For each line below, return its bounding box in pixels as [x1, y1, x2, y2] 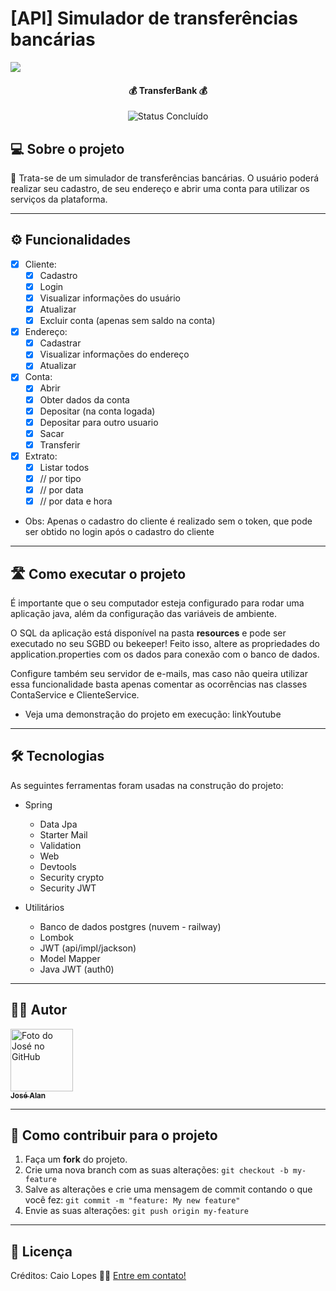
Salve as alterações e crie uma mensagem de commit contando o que [24, 1183, 313, 1196]
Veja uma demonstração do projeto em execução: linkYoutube [24, 708, 282, 720]
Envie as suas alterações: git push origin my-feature [24, 1205, 249, 1217]
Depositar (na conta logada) [39, 405, 156, 417]
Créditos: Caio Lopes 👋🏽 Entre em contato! [10, 1270, 187, 1282]
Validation [39, 839, 82, 851]
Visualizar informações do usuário [39, 292, 181, 304]
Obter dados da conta [39, 393, 130, 406]
